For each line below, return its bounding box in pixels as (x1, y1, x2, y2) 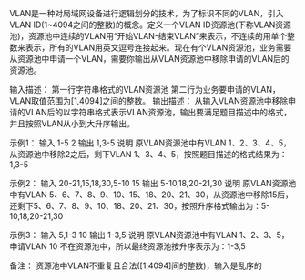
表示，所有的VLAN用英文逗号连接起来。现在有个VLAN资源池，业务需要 (25, 42, 292, 53)
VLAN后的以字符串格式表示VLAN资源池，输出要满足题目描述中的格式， (25, 107, 292, 117)
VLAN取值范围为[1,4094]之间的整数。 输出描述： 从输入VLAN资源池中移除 (9, 95, 289, 106)
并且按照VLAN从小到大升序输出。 (9, 118, 135, 129)
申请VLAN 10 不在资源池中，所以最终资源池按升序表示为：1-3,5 (9, 241, 246, 252)
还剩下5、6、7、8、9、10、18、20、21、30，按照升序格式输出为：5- (9, 201, 270, 211)
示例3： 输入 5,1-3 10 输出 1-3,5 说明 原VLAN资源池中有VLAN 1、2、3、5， (9, 230, 290, 240)
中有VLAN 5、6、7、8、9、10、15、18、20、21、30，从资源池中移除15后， (9, 189, 293, 200)
